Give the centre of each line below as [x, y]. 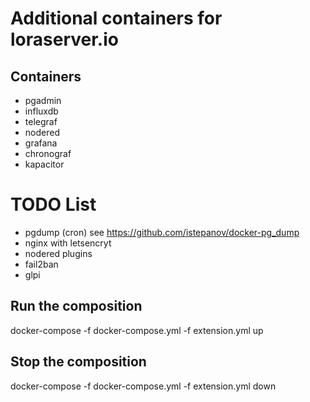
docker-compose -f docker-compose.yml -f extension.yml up [137, 330]
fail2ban [41, 264]
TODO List [53, 204]
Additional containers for [116, 18]
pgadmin [43, 100]
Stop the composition [78, 362]
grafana [41, 143]
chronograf [48, 153]
